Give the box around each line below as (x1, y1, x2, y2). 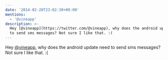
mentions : (5, 12, 26, 17)
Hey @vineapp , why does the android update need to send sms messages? (5, 44, 161, 50)
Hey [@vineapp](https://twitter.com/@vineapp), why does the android (9, 26, 157, 31)
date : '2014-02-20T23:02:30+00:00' (5, 7, 79, 12)
